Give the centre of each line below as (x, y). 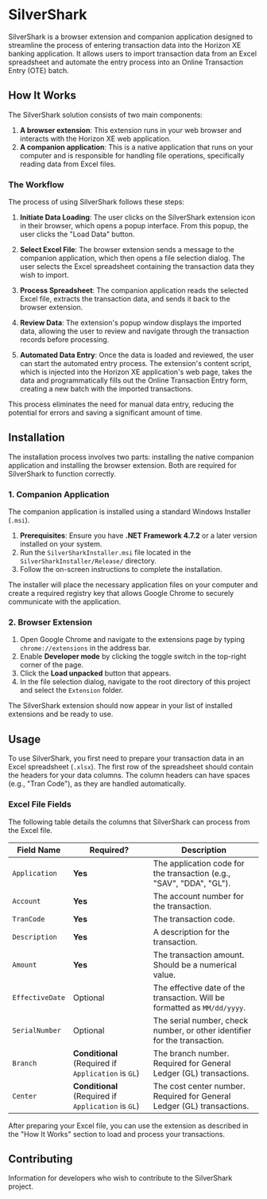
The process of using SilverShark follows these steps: (97, 202)
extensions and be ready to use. (61, 714)
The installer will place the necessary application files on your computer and (133, 585)
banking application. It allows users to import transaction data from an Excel (132, 53)
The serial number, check (201, 1020)
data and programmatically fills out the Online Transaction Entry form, (133, 380)
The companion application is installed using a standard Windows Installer (130, 512)
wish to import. (44, 275)
